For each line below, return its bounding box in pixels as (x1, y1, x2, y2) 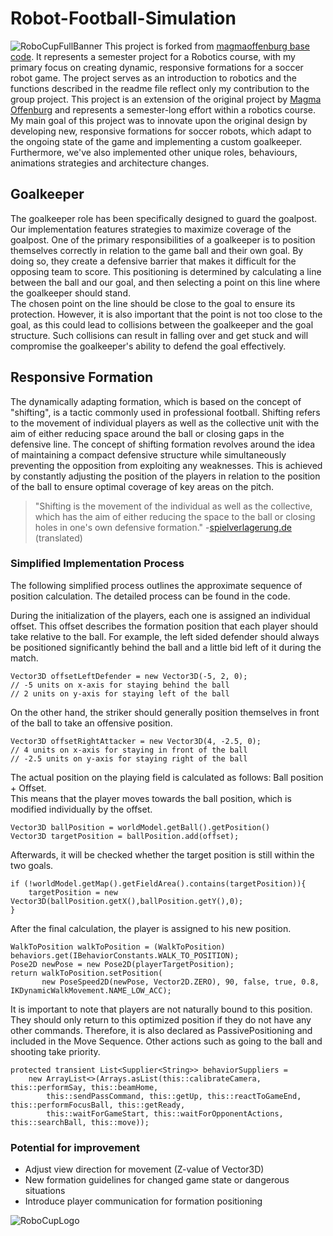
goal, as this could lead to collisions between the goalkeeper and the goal (10, 318, 314, 331)
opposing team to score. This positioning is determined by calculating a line (10, 265, 322, 277)
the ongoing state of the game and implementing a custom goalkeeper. (10, 135, 303, 147)
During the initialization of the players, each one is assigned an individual (10, 609, 311, 621)
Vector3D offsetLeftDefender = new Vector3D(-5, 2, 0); (10, 671, 248, 681)
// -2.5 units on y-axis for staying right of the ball (10, 753, 248, 764)
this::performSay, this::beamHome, (10, 1082, 159, 1092)
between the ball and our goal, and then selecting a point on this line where (10, 276, 321, 288)
